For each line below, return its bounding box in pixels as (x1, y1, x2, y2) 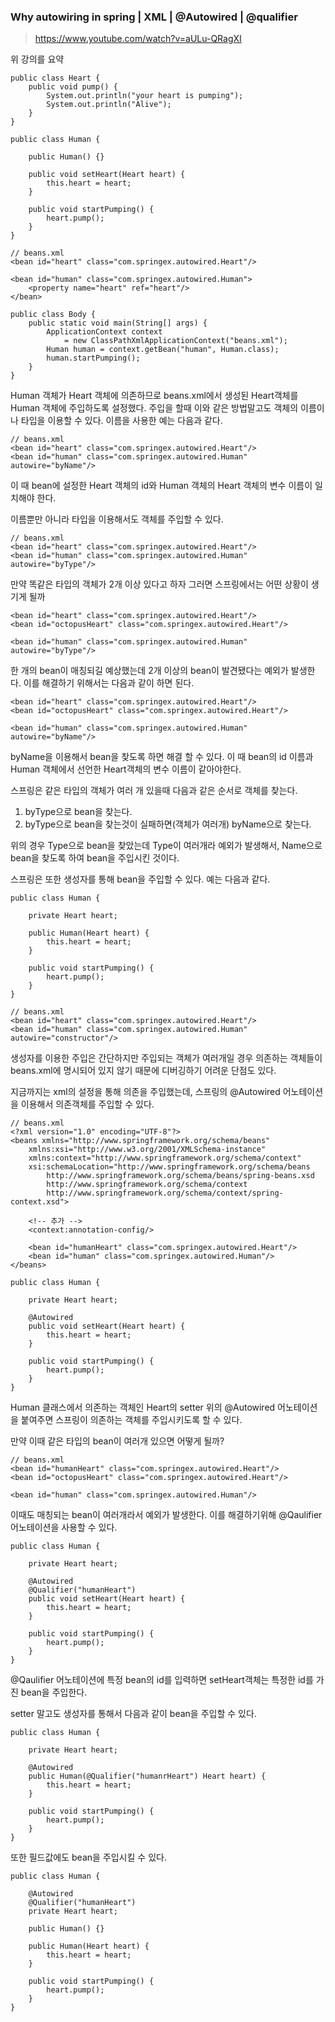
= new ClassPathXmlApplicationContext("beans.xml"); (63, 336, 288, 346)
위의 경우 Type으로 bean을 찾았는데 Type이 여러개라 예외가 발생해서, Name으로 (10, 840, 323, 852)
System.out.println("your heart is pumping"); (46, 91, 244, 101)
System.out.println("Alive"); (46, 100, 172, 110)
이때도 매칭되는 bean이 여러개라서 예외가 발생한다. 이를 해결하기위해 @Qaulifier (10, 1509, 323, 1521)
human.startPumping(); (46, 353, 141, 364)
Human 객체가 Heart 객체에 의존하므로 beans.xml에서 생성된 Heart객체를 (10, 390, 299, 402)
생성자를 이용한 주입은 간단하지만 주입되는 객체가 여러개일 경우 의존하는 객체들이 (10, 1052, 323, 1064)
